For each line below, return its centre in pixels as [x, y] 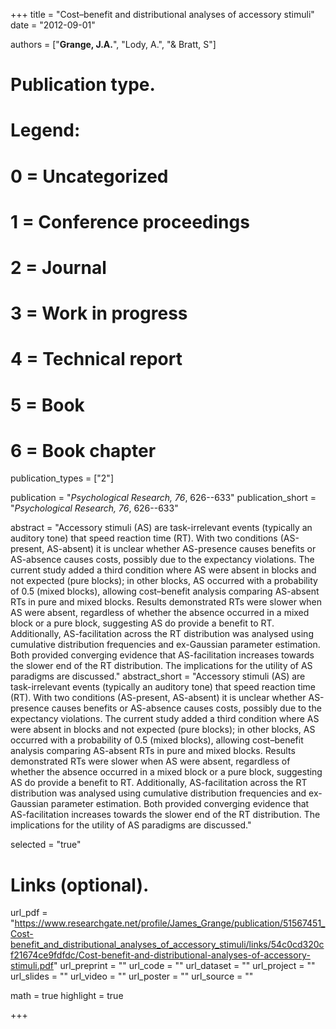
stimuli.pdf [32, 966]
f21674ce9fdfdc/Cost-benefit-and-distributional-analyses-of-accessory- [160, 955]
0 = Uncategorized [89, 176]
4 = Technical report [96, 359]
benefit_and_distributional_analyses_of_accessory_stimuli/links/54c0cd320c [167, 945]
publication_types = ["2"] [62, 478]
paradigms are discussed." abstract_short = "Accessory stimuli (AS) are [158, 676]
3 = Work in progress [99, 313]
